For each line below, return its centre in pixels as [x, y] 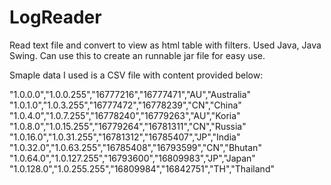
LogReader [55, 17]
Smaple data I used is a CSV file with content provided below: [136, 75]
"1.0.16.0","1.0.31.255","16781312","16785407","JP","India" [125, 137]
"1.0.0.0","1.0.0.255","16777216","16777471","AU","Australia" [130, 94]
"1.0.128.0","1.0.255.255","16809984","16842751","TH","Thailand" [142, 168]
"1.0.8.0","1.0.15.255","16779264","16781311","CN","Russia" [128, 126]
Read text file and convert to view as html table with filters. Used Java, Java [165, 45]
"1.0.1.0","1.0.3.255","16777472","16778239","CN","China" [125, 105]
